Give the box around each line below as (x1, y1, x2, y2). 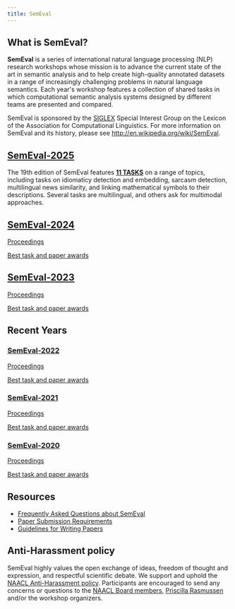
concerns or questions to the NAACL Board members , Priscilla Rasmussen (7, 586, 224, 594)
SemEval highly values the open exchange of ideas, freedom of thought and (7, 563, 228, 572)
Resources (7, 490, 56, 502)
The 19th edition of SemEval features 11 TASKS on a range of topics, (7, 168, 206, 177)
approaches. (7, 199, 44, 207)
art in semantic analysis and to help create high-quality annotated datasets (7, 70, 225, 78)
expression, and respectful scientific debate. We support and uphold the (7, 571, 218, 579)
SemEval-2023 (7, 271, 75, 283)
